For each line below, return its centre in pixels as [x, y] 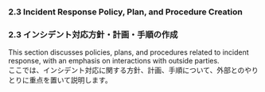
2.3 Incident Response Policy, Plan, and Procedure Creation [125, 12]
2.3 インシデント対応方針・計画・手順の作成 [93, 34]
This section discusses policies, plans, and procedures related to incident [129, 52]
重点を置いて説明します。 [71, 80]
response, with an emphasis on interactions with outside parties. [114, 61]
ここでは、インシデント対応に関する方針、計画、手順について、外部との [127, 71]
